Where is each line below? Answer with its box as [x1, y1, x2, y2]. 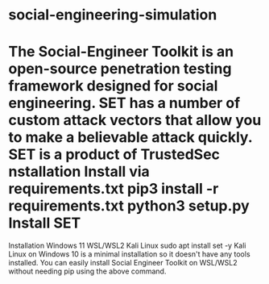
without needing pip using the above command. [8, 266, 167, 276]
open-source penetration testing [8, 60, 232, 78]
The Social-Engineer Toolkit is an [8, 43, 234, 61]
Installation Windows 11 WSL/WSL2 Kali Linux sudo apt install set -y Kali [8, 240, 246, 251]
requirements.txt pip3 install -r [8, 180, 219, 198]
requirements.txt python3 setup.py [8, 197, 250, 215]
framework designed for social [8, 77, 218, 95]
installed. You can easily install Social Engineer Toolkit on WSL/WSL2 [8, 258, 238, 268]
